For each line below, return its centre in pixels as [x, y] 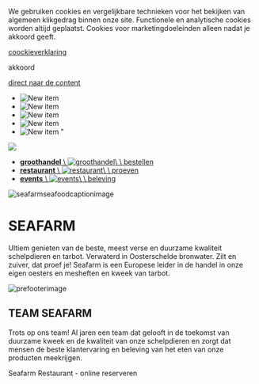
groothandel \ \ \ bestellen [87, 162]
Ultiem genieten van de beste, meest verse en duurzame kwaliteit [115, 248]
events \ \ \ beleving [68, 179]
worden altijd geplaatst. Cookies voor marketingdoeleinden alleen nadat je [129, 28]
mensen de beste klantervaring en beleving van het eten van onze [116, 349]
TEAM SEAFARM [50, 313]
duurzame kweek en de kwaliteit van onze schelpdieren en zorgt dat [120, 340]
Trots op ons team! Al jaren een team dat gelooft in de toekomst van [119, 333]
